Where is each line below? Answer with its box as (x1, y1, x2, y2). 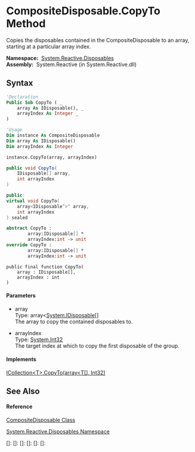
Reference (6, 403, 33, 410)
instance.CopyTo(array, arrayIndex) (6, 154, 97, 160)
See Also (6, 386, 40, 397)
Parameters (6, 292, 36, 299)
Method (6, 17, 46, 30)
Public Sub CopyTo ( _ (6, 100, 63, 106)
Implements (6, 356, 37, 363)
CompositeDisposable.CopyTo (6, 4, 161, 18)
